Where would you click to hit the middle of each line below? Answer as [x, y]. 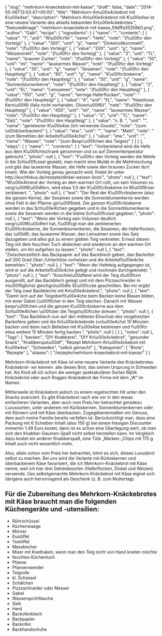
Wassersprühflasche [33, 598]
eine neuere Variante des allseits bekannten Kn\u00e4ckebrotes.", [71, 22]
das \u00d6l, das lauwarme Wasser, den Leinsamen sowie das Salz [72, 234]
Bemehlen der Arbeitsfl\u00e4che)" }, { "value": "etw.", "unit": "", [81, 136]
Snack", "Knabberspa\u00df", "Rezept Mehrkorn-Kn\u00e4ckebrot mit [75, 342]
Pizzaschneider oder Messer [41, 588]
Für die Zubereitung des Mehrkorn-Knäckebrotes [81, 494]
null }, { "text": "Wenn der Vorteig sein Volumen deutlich [61, 218]
